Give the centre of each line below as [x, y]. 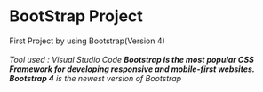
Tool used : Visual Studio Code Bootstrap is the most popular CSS [132, 59]
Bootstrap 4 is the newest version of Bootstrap [96, 78]
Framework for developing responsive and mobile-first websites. [132, 69]
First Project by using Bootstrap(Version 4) [88, 41]
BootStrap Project [76, 16]
